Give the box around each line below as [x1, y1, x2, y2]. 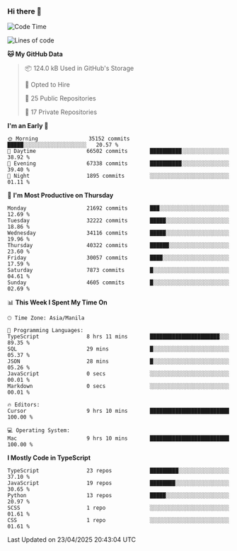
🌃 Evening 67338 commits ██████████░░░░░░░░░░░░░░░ [7, 160, 230, 167]
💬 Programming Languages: [7, 327, 83, 334]
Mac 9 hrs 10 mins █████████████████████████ [7, 435, 230, 442]
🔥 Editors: [7, 402, 40, 409]
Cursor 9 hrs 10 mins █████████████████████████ [7, 407, 230, 415]
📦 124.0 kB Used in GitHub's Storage [24, 64, 134, 73]
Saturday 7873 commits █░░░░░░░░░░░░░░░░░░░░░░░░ [7, 267, 230, 274]
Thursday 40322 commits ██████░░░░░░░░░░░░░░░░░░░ [7, 242, 230, 249]
